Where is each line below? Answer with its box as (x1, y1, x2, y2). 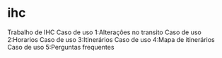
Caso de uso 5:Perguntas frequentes (7, 43, 115, 51)
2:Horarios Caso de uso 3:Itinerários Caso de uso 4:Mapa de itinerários (7, 35, 215, 43)
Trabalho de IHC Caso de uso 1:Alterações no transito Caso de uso (7, 28, 201, 36)
